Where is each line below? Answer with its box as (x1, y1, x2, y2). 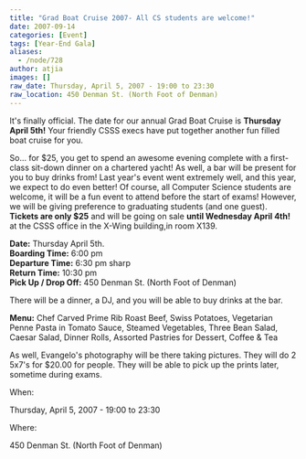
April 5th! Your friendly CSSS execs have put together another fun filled (9, 124, 280, 135)
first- (269, 152, 290, 163)
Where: (9, 422, 37, 432)
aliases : (9, 48, 43, 57)
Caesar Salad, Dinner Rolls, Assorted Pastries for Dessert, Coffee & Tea (9, 331, 279, 343)
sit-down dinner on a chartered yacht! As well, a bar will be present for (30, 162, 297, 173)
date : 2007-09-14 (9, 22, 76, 31)
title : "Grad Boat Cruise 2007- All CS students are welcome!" (9, 13, 256, 23)
